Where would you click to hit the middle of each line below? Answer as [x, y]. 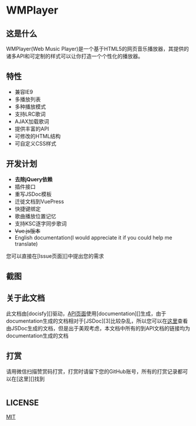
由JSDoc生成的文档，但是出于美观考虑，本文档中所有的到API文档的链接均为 [98, 328]
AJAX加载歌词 [32, 121]
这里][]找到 [32, 379]
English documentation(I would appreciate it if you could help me [93, 237]
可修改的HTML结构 [37, 136]
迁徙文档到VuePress [39, 201]
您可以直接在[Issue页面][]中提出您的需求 [55, 256]
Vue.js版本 [27, 231]
